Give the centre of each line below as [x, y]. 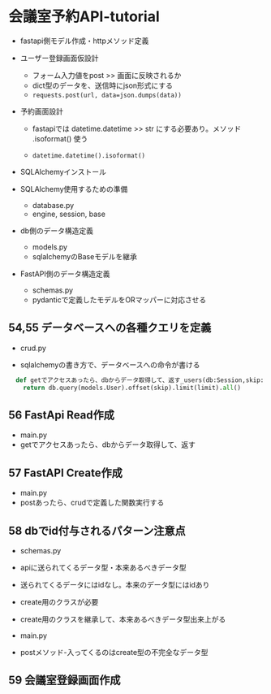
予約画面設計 [41, 111]
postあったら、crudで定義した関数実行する [92, 503]
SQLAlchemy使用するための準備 [74, 189]
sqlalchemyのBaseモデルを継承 [85, 256]
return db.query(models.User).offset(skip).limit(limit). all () [132, 388]
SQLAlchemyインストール [63, 171]
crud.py [33, 348]
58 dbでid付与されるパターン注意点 [97, 530]
